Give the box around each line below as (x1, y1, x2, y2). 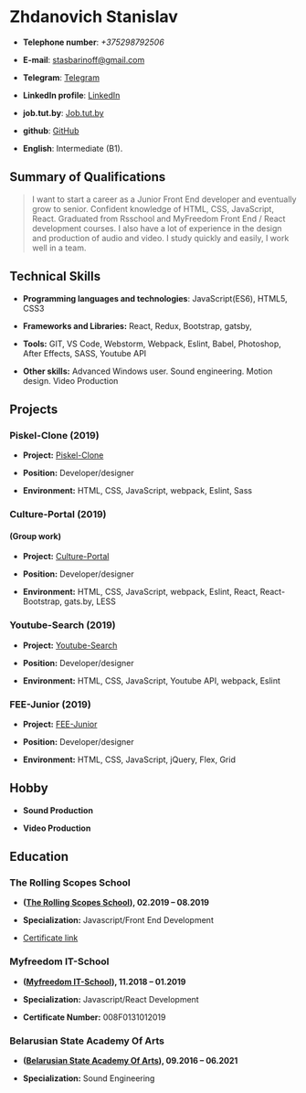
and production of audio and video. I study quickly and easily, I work (31, 232, 290, 243)
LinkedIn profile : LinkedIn (22, 90, 121, 101)
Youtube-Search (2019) (9, 619, 116, 631)
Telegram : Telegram (22, 71, 100, 83)
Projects (9, 401, 58, 417)
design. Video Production (22, 375, 119, 386)
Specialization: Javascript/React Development (22, 993, 199, 1004)
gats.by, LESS (63, 596, 116, 607)
